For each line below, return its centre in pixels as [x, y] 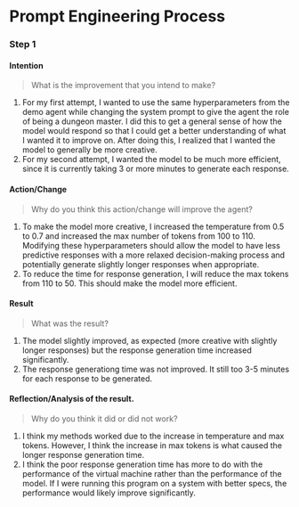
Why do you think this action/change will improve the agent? [142, 209]
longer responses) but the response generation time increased [137, 350]
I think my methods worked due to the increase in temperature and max [153, 436]
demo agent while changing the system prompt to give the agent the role [155, 112]
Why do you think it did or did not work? [104, 418]
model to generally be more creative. [89, 150]
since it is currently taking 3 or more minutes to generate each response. [155, 169]
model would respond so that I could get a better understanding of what [154, 131]
